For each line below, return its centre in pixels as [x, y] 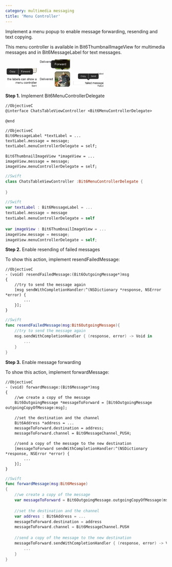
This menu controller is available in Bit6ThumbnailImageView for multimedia [85, 47]
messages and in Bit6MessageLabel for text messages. [63, 52]
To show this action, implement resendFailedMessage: [63, 259]
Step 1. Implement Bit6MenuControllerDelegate [55, 96]
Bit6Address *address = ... [44, 423]
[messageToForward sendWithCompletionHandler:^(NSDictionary [81, 448]
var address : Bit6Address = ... [50, 516]
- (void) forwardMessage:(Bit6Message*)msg [52, 387]
